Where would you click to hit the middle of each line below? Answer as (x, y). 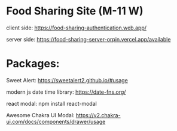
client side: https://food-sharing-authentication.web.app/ (77, 28)
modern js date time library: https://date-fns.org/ (66, 92)
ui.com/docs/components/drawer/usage (56, 121)
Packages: (33, 64)
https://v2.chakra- (98, 115)
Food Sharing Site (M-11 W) (75, 11)
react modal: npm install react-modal (51, 103)
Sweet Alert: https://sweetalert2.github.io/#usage (67, 80)
